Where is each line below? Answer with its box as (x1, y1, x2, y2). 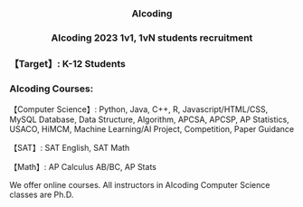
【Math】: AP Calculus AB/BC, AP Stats (9, 162, 156, 173)
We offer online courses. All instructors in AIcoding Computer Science (9, 180, 270, 191)
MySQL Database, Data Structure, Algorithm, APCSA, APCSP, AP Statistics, (9, 114, 289, 125)
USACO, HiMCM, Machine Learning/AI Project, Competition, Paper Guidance (9, 124, 295, 135)
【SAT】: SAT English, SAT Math (9, 143, 130, 154)
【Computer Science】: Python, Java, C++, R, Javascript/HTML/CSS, (9, 104, 269, 115)
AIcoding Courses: (9, 82, 94, 95)
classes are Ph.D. (9, 189, 74, 201)
